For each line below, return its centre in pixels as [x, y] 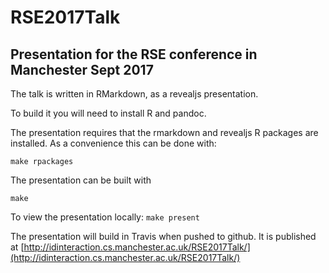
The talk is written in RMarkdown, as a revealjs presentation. [134, 94]
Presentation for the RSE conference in [134, 54]
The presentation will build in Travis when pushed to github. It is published [163, 236]
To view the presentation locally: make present [105, 217]
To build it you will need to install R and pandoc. [108, 113]
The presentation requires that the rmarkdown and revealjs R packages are [164, 132]
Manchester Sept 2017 [82, 69]
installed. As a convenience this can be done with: [113, 143]
